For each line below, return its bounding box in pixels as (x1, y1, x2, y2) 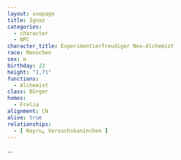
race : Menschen (7, 50, 52, 57)
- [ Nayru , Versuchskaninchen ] (13, 127, 109, 134)
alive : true (7, 114, 42, 121)
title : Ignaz (7, 17, 46, 24)
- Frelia (13, 101, 39, 108)
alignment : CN (7, 108, 49, 115)
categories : (7, 23, 42, 30)
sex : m (7, 56, 27, 63)
